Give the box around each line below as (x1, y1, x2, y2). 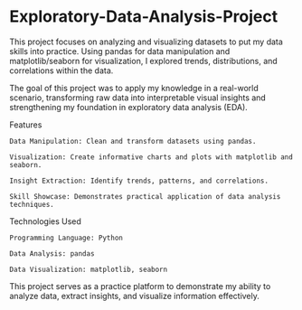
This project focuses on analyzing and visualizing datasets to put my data (9, 36, 283, 47)
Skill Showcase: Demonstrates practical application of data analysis (9, 192, 281, 201)
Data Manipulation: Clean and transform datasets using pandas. (9, 136, 257, 146)
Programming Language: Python (9, 233, 124, 242)
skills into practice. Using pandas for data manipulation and (9, 45, 231, 56)
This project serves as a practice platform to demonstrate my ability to (9, 280, 271, 291)
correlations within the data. (9, 65, 114, 76)
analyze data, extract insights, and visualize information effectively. (9, 290, 260, 301)
